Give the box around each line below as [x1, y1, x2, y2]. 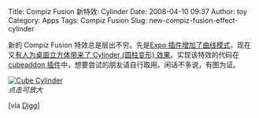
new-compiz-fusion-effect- [149, 16, 239, 25]
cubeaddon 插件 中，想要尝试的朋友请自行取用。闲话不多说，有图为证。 [8, 60, 240, 69]
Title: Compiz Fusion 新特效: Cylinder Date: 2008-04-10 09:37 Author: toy [8, 7, 248, 16]
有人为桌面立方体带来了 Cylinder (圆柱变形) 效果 [15, 50, 171, 59]
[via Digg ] [8, 101, 40, 110]
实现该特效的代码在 [176, 50, 240, 59]
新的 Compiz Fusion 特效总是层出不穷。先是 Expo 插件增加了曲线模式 [8, 40, 231, 50]
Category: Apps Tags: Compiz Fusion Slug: [8, 16, 148, 25]
